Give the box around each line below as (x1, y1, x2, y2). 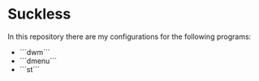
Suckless (7, 5, 71, 23)
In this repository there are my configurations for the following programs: (7, 32, 252, 41)
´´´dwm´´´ (19, 47, 50, 57)
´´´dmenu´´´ (19, 56, 58, 66)
